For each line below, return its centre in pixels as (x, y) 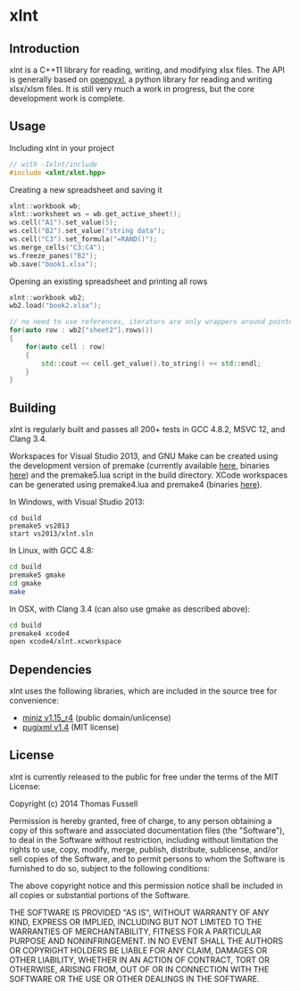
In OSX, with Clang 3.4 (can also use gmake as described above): (130, 609)
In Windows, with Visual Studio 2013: (77, 502)
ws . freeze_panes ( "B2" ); (54, 255)
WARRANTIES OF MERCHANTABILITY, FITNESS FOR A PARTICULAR (135, 931)
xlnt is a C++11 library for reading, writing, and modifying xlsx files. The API (147, 70)
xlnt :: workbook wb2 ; (48, 297)
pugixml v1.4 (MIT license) (71, 728)
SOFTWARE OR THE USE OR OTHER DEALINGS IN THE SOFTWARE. (134, 979)
